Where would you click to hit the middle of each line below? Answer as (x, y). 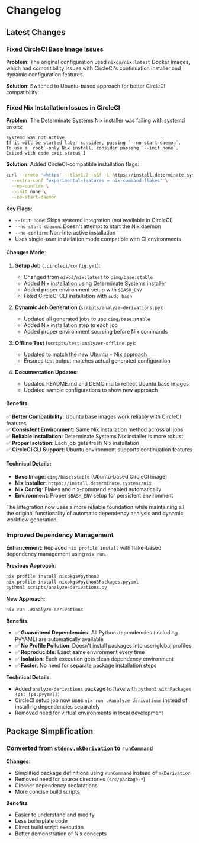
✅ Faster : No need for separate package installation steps (86, 665)
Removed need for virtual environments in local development (89, 713)
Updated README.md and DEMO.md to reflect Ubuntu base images (106, 383)
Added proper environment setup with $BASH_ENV (83, 289)
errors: (14, 127)
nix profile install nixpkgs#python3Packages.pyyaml (73, 582)
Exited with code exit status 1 (46, 153)
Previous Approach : (31, 566)
